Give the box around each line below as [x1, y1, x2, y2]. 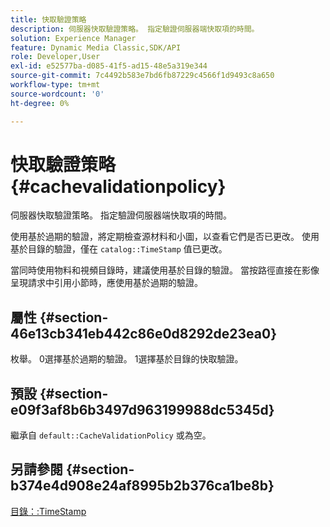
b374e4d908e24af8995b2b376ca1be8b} [10, 477, 275, 495]
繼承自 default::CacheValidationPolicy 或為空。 [10, 429, 212, 441]
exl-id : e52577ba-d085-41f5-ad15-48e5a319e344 [10, 61, 208, 71]
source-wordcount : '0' [10, 89, 105, 99]
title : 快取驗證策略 [10, 14, 87, 25]
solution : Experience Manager [10, 33, 137, 43]
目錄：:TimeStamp [10, 505, 87, 517]
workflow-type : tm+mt [10, 80, 101, 90]
